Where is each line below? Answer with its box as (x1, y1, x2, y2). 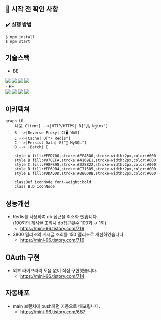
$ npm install (5, 34, 35, 39)
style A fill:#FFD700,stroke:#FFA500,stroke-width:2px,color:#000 (14, 153, 156, 159)
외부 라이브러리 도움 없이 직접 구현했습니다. (12, 267, 98, 273)
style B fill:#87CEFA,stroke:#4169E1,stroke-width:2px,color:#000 (14, 158, 156, 163)
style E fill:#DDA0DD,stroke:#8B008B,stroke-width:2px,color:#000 (14, 171, 156, 176)
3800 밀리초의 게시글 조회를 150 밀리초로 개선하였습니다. (12, 231, 125, 238)
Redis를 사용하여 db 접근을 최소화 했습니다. (12, 214, 98, 220)
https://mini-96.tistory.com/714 (20, 273, 85, 279)
